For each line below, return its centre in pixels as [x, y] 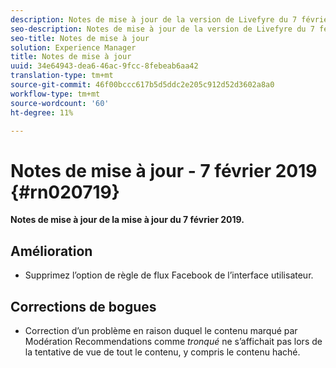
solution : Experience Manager [73, 47]
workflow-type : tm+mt [55, 94]
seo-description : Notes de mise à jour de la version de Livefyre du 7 [162, 29]
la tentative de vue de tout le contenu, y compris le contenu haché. [162, 352]
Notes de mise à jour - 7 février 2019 [164, 170]
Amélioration [51, 251]
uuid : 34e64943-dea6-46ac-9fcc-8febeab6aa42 [104, 66]
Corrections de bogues [83, 306]
